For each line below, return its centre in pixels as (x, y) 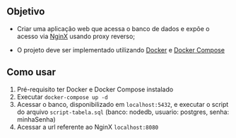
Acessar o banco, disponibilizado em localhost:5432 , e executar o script (123, 104)
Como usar (31, 73)
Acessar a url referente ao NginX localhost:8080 (88, 127)
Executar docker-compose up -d (62, 97)
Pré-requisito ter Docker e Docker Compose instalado (95, 89)
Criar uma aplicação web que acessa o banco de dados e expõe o (113, 28)
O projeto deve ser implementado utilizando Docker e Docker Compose (121, 50)
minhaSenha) (36, 119)
